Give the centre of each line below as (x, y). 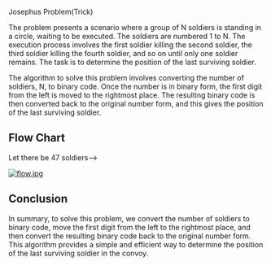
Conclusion (38, 199)
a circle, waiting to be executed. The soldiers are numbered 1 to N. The (127, 36)
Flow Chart (37, 138)
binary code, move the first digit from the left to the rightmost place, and (129, 227)
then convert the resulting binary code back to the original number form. (130, 236)
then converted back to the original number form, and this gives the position (136, 104)
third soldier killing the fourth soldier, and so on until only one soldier (123, 53)
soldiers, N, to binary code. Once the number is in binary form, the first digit (135, 86)
